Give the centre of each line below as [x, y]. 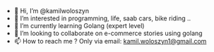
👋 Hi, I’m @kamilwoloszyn [52, 11]
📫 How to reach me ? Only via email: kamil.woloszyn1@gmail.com [110, 41]
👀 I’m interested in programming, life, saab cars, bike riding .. [102, 18]
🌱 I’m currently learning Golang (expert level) [79, 26]
